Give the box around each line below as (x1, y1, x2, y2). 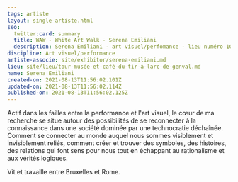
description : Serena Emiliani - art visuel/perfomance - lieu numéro (13, 43, 223, 50)
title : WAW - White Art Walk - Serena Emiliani (13, 37, 157, 44)
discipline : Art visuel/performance (7, 50, 115, 57)
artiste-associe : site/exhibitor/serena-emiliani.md (7, 57, 166, 64)
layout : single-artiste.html (7, 17, 93, 24)
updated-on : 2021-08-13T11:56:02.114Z (7, 83, 122, 90)
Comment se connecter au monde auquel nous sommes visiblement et (7, 132, 214, 140)
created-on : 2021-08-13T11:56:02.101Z (7, 76, 122, 84)
